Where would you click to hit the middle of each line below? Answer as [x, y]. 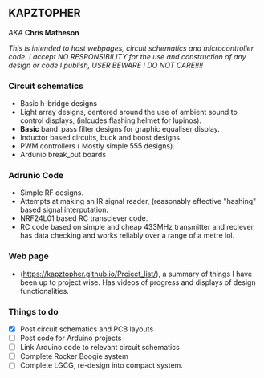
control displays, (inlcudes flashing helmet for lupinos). [111, 120]
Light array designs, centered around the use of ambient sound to [129, 112]
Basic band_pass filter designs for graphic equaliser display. [120, 129]
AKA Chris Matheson [44, 32]
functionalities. [45, 291]
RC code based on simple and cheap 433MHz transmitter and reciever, [137, 227]
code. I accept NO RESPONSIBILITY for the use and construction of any [127, 56]
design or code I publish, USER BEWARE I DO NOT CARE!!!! [106, 65]
